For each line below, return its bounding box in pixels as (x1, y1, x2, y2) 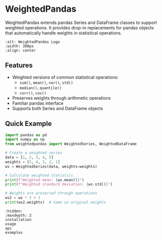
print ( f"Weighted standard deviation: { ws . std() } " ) (5, 182, 113, 187)
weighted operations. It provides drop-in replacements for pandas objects (5, 24, 154, 30)
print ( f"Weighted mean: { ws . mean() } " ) (5, 177, 84, 182)
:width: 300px (5, 44, 34, 48)
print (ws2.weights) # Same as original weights (5, 200, 106, 205)
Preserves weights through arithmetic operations (12, 95, 111, 101)
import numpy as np (5, 137, 45, 142)
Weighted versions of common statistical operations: (12, 74, 119, 80)
